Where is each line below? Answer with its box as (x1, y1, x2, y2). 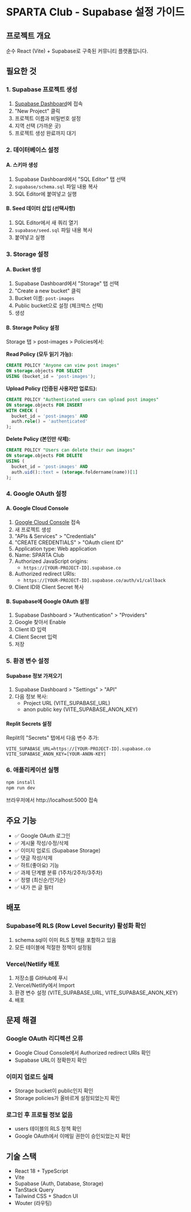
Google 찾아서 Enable (14, 618, 66, 625)
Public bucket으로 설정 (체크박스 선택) (14, 302, 104, 309)
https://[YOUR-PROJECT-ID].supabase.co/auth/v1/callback (23, 577, 166, 584)
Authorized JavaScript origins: (14, 558, 89, 565)
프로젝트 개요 (6, 31, 51, 41)
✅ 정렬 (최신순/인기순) (14, 876, 66, 883)
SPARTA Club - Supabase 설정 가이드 (6, 5, 185, 19)
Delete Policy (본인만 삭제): (6, 436, 71, 443)
